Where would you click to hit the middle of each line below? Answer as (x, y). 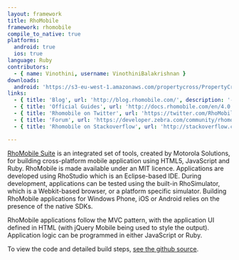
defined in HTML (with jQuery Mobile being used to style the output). (108, 227)
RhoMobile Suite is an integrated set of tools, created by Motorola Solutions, (119, 153)
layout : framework (34, 14)
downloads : (23, 80)
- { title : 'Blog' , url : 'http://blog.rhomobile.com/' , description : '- (124, 100)
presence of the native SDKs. (50, 206)
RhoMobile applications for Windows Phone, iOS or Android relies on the (113, 198)
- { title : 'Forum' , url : (52, 120)
